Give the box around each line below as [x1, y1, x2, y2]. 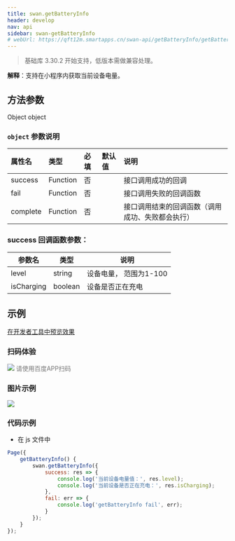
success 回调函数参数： [7, 235, 89, 245]
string [53, 268, 73, 278]
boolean [53, 281, 80, 291]
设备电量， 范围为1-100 [86, 268, 168, 278]
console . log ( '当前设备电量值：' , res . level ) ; [57, 475, 184, 482]
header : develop [7, 17, 55, 24]
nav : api [7, 23, 33, 30]
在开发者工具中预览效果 [7, 327, 75, 336]
